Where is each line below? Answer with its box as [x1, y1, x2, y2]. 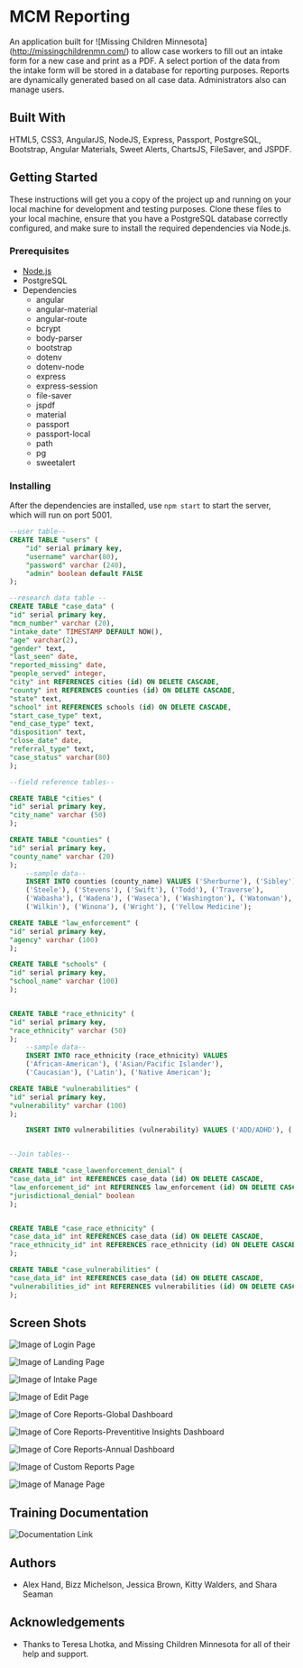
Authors [9, 1555, 57, 1571]
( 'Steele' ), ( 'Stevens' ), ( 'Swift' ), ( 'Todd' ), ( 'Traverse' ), [25, 885, 264, 894]
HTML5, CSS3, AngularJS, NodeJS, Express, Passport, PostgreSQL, [9, 133, 262, 145]
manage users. [9, 84, 65, 95]
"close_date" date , [9, 737, 83, 746]
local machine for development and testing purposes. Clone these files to [9, 203, 282, 214]
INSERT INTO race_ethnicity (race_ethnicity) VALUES [25, 1051, 228, 1060]
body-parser [35, 332, 83, 344]
